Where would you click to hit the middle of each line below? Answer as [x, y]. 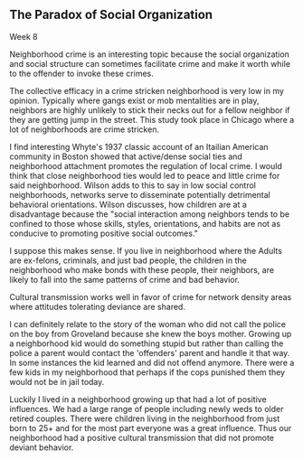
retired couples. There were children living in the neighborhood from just [145, 418]
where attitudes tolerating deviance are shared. [97, 306]
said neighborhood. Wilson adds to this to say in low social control [133, 185]
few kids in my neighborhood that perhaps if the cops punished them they [147, 372]
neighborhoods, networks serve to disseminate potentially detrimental [140, 194]
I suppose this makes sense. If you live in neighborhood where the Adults [146, 250]
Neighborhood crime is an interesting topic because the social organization [149, 54]
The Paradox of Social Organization [111, 15]
